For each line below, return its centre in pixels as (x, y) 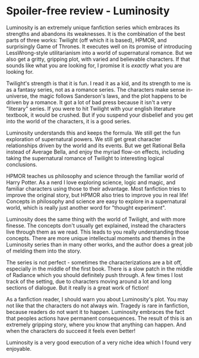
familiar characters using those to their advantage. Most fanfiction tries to (96, 188)
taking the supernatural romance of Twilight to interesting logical (85, 158)
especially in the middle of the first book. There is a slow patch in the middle (99, 269)
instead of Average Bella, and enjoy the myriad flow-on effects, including (95, 152)
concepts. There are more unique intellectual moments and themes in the (96, 238)
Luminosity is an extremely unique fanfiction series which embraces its (93, 27)
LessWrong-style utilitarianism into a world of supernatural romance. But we (99, 52)
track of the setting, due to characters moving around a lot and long (89, 281)
